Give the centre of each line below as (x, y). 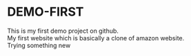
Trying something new (39, 45)
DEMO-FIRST (46, 12)
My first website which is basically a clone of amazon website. (96, 38)
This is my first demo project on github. (63, 31)
